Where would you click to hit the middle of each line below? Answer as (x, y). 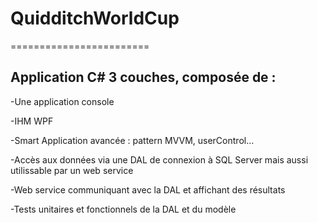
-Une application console (62, 101)
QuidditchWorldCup (95, 18)
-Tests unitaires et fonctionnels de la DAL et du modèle (123, 209)
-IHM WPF (32, 121)
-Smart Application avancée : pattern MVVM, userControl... (132, 140)
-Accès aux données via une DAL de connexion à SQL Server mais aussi (159, 159)
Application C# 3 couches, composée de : (143, 77)
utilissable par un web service (72, 170)
